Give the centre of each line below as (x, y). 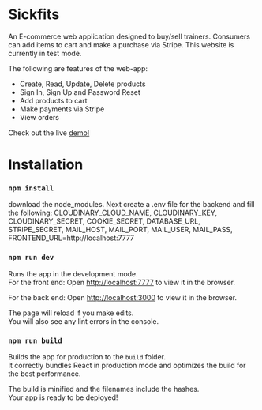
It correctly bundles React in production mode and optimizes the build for (127, 366)
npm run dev (31, 258)
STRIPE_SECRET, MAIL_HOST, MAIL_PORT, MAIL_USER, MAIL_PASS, (120, 230)
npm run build (35, 340)
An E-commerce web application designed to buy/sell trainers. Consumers (129, 36)
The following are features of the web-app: (78, 68)
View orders (39, 117)
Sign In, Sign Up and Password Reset (80, 92)
